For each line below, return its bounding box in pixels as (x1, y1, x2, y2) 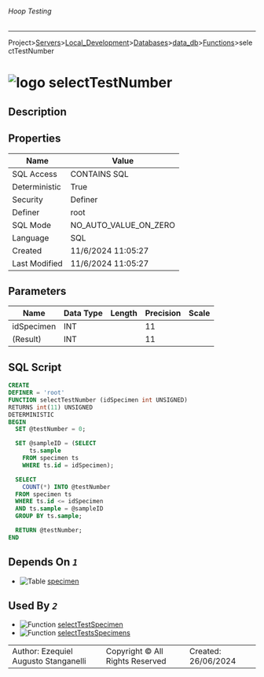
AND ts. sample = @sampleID (15, 505, 104, 513)
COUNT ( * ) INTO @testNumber (22, 483, 111, 491)
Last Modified (12, 258, 63, 269)
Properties (8, 132, 61, 145)
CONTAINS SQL (70, 168, 130, 179)
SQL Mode (12, 219, 52, 230)
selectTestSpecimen (57, 620, 123, 629)
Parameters (8, 284, 67, 298)
